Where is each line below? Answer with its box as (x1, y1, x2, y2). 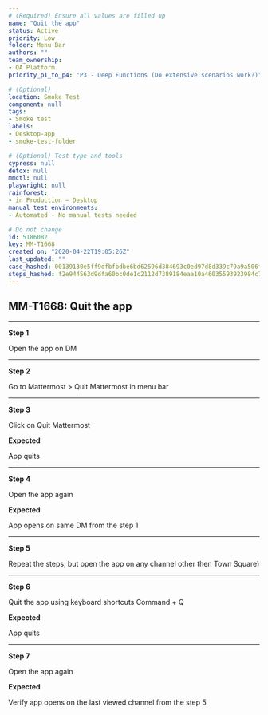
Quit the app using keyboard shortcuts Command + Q (8, 598, 185, 607)
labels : (8, 123, 34, 131)
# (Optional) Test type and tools (8, 152, 124, 160)
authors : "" (8, 49, 48, 57)
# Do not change (8, 225, 62, 234)
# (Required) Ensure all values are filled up (8, 11, 166, 20)
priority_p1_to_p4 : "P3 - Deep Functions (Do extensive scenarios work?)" (8, 71, 262, 79)
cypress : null (8, 159, 56, 168)
